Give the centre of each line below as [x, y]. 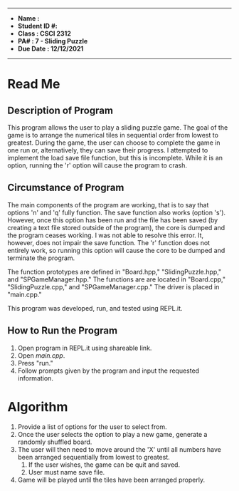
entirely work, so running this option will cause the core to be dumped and [116, 250]
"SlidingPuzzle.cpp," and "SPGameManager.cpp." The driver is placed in [113, 286]
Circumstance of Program [66, 188]
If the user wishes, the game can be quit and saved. [104, 465]
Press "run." [35, 363]
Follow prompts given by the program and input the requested [108, 371]
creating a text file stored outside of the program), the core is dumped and [116, 227]
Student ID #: [38, 26]
